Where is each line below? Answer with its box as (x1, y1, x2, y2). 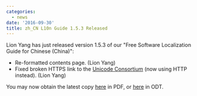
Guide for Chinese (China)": (6, 48, 74, 55)
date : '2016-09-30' (6, 20, 55, 25)
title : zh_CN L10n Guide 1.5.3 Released (6, 25, 108, 31)
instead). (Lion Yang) (14, 72, 67, 79)
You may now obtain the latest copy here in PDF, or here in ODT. (6, 84, 164, 91)
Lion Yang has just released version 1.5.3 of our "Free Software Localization (6, 41, 192, 49)
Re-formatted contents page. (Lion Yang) (14, 59, 116, 66)
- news (11, 14, 28, 20)
